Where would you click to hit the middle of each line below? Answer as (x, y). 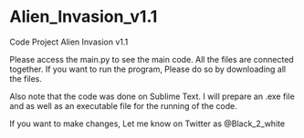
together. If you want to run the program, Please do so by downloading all (147, 69)
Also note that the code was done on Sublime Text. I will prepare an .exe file (152, 96)
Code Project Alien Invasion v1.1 (69, 42)
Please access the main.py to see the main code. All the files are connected (152, 59)
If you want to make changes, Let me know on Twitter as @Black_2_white (147, 123)
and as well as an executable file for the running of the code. (123, 105)
